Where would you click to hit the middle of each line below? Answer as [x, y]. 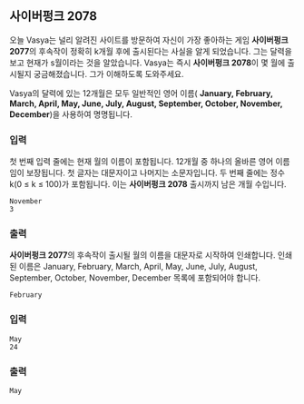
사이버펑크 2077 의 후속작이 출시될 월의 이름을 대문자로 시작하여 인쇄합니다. [142, 255]
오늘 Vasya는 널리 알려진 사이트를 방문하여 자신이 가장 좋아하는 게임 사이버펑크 [149, 40]
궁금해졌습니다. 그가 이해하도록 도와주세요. [108, 74]
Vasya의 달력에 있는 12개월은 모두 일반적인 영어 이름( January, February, [142, 93]
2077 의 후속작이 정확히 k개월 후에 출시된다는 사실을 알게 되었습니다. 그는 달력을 [151, 51]
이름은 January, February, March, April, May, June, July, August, [138, 267]
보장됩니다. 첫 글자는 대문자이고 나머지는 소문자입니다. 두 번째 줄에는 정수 [156, 173]
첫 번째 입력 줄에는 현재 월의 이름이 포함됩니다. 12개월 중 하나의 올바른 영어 [142, 162]
